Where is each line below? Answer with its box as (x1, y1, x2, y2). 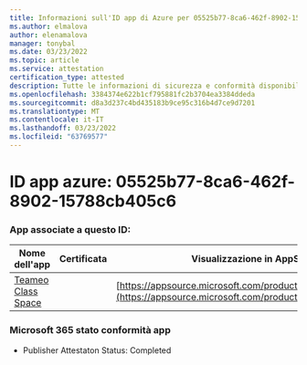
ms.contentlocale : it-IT (9, 115, 104, 124)
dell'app (14, 258, 51, 271)
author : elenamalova (9, 30, 89, 39)
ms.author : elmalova (9, 22, 89, 31)
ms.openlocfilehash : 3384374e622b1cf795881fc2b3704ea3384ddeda (9, 89, 256, 99)
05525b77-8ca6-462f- (115, 172, 295, 193)
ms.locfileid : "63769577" (9, 132, 108, 141)
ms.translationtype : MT (9, 107, 101, 116)
